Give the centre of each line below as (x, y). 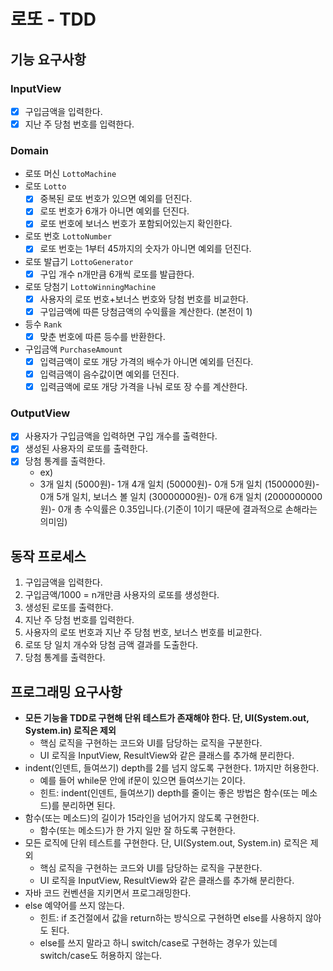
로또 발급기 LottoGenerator (79, 261)
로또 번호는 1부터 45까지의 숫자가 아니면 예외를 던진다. (145, 249)
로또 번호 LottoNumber (68, 236)
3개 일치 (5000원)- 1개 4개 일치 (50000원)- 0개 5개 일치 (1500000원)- (179, 484)
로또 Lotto (45, 186)
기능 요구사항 (48, 59)
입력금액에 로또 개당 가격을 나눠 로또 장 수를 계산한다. (143, 386)
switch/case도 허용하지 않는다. (101, 956)
